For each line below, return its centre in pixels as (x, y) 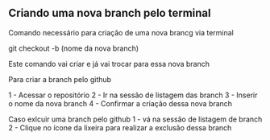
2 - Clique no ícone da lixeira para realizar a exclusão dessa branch (120, 127)
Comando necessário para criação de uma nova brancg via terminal (121, 32)
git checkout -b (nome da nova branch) (74, 48)
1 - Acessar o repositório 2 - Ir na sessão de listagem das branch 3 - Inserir (133, 95)
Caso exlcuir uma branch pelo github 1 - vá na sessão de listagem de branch (135, 119)
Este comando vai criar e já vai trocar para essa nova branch (109, 64)
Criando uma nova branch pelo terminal (110, 13)
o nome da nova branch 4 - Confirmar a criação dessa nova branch (120, 103)
